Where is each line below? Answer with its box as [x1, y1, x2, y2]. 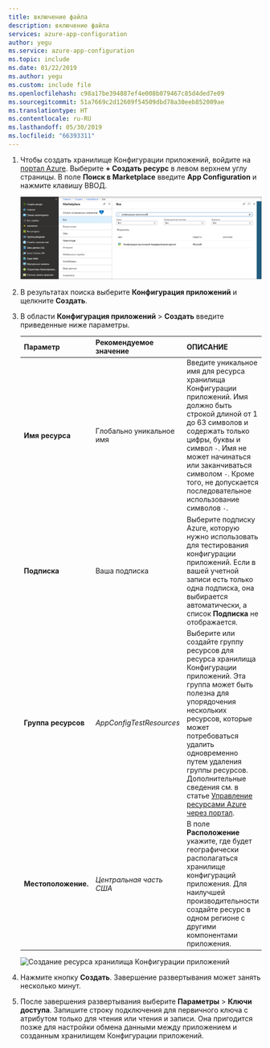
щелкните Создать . [19, 295, 88, 305]
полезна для [186, 688, 230, 698]
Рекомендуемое [95, 338, 154, 348]
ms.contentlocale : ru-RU [8, 115, 92, 123]
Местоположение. [23, 879, 89, 889]
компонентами [186, 930, 239, 940]
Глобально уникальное [95, 427, 175, 436]
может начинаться [186, 452, 252, 462]
